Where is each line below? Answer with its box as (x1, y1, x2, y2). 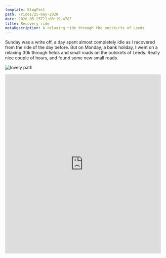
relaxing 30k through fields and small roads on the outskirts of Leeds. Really (5, 50, 160, 56)
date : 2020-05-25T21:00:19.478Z (5, 16, 72, 21)
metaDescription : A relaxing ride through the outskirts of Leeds (5, 26, 145, 31)
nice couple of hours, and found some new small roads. (5, 55, 119, 61)
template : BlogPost (5, 7, 45, 12)
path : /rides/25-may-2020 (5, 12, 58, 17)
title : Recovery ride (5, 21, 50, 26)
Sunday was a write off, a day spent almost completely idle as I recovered (5, 39, 155, 45)
